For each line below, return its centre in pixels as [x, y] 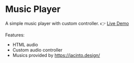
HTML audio [25, 44]
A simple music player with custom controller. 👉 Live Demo [67, 23]
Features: [15, 35]
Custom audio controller [37, 50]
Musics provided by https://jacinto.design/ [56, 55]
